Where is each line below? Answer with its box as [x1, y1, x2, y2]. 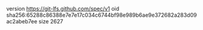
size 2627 [38, 18, 64, 25]
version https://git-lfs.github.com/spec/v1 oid [6, 5, 120, 12]
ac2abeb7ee [6, 18, 38, 25]
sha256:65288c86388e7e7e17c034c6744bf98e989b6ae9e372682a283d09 [6, 11, 198, 19]
